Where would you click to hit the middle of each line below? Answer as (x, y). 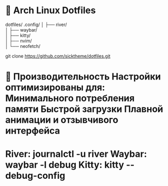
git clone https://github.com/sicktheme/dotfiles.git (58, 56)
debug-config (35, 176)
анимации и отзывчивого (62, 120)
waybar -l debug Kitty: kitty (65, 165)
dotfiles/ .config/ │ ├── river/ (36, 24)
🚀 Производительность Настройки (83, 77)
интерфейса (33, 131)
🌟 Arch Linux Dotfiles (50, 10)
